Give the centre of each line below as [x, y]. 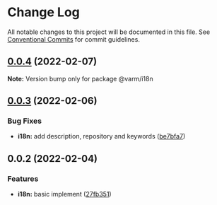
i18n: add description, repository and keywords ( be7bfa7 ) [101, 136]
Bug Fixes [25, 121]
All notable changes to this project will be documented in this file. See [109, 32]
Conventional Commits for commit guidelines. [74, 39]
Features [23, 179]
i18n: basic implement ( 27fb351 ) [64, 194]
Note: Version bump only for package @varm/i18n [80, 78]
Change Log [43, 12]
